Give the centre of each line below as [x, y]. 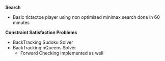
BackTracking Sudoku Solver [43, 42]
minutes [21, 23]
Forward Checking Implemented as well [62, 53]
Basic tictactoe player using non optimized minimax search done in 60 [86, 17]
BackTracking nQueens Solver [44, 48]
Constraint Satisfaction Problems [41, 32]
